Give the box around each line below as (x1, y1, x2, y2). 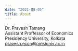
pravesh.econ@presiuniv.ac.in (5, 40, 65, 46)
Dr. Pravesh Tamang (5, 25, 45, 31)
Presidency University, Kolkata (5, 35, 66, 41)
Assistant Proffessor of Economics (5, 30, 74, 36)
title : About (5, 12, 31, 17)
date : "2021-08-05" (5, 7, 44, 12)
